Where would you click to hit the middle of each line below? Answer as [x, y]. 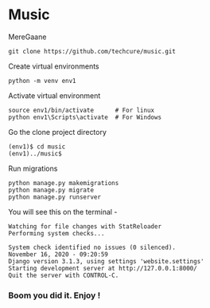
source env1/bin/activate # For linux [82, 110]
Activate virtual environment [54, 95]
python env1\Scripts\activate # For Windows [85, 117]
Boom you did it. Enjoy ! [54, 295]
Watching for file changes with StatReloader [85, 226]
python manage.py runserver [55, 197]
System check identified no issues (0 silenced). [92, 247]
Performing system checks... [56, 233]
